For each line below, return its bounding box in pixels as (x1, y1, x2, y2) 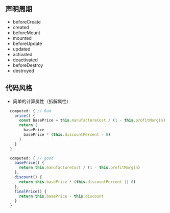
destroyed (12, 67, 34, 74)
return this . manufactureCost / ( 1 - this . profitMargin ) (18, 165, 140, 170)
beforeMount (12, 30, 41, 36)
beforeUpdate (12, 40, 42, 46)
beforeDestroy (12, 62, 43, 68)
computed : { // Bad (10, 108, 52, 113)
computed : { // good (10, 155, 54, 161)
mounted (12, 35, 32, 41)
